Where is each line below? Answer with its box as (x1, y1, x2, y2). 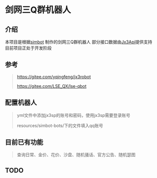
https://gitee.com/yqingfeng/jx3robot (16, 74, 91, 80)
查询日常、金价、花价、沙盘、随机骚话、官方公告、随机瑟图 (16, 152, 136, 158)
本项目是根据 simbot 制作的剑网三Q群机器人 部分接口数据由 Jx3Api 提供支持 (5, 39, 153, 45)
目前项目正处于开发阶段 (5, 45, 52, 51)
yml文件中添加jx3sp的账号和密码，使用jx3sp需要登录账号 (16, 112, 130, 118)
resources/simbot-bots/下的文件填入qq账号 (16, 122, 103, 129)
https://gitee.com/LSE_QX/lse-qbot (16, 83, 87, 89)
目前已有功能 (5, 138, 43, 146)
